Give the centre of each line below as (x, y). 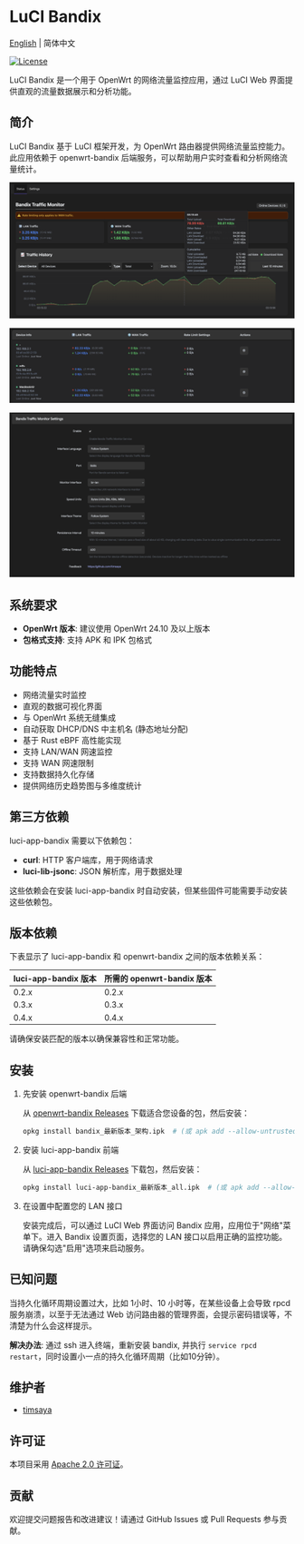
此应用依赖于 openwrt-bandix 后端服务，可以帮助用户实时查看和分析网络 (145, 157)
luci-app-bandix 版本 (55, 979)
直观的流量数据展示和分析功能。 (76, 91)
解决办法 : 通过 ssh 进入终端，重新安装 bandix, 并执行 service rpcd (133, 1344)
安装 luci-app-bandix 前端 (71, 1149)
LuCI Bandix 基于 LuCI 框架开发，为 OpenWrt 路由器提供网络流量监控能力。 (150, 146)
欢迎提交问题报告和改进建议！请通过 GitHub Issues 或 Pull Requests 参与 (144, 1519)
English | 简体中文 (43, 43)
